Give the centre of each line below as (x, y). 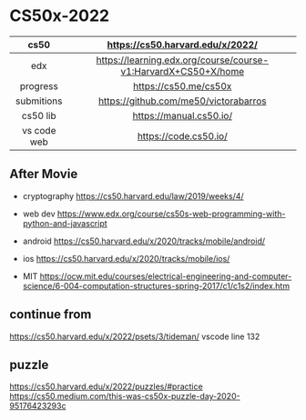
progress (39, 85)
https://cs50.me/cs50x (183, 85)
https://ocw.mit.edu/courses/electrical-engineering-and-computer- (166, 276)
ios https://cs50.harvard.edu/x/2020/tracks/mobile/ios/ (126, 258)
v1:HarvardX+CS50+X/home (182, 71)
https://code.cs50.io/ (182, 135)
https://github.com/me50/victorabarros (183, 101)
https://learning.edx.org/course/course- (183, 60)
